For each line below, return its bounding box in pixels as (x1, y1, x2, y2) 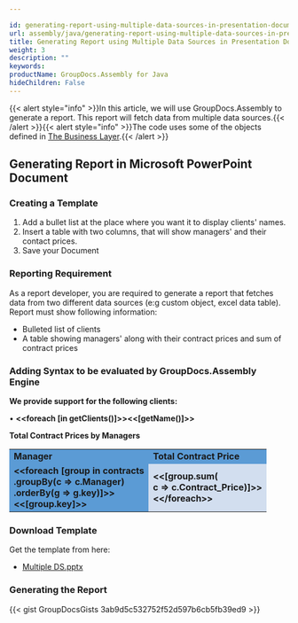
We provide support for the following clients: (9, 396, 178, 407)
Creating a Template (9, 197, 99, 209)
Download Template (9, 524, 98, 536)
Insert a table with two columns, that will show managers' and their (21, 227, 267, 238)
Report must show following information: (9, 307, 158, 317)
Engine (9, 376, 40, 388)
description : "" (9, 54, 69, 63)
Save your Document (21, 245, 99, 256)
